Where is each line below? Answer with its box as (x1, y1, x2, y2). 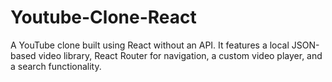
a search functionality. (10, 60, 102, 72)
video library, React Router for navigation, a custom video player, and (38, 49, 323, 61)
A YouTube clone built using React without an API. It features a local (10, 39, 290, 51)
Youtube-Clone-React (10, 6, 197, 29)
